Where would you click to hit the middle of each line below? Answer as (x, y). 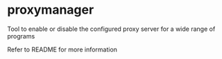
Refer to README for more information (62, 49)
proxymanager (51, 10)
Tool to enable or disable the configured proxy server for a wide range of (111, 29)
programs (21, 36)
